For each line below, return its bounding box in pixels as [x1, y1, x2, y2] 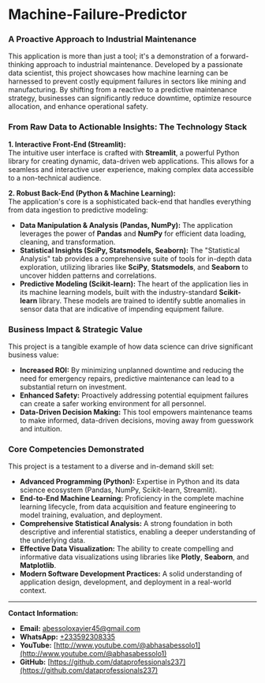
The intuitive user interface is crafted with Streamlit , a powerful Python [8, 147, 240, 157]
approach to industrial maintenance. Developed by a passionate [35, 60, 243, 69]
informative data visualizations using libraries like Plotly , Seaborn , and [19, 552, 250, 562]
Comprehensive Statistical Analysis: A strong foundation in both [19, 519, 233, 528]
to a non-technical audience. [8, 173, 102, 182]
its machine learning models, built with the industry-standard [19, 287, 218, 297]
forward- [219, 51, 249, 61]
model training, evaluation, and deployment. [19, 510, 163, 520]
